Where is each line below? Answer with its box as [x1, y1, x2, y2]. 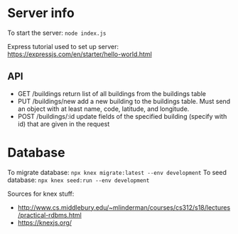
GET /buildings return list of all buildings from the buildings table [17, 89, 206, 97]
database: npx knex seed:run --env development [7, 176, 150, 184]
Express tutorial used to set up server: [7, 42, 119, 50]
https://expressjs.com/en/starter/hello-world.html [7, 50, 153, 58]
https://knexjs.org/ [17, 218, 72, 227]
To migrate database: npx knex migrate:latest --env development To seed [7, 168, 227, 176]
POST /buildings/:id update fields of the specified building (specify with [17, 112, 227, 120]
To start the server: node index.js [7, 28, 107, 37]
